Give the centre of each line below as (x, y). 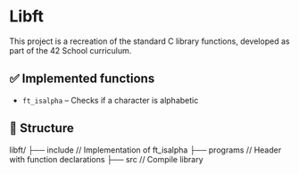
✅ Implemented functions (82, 79)
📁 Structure (42, 128)
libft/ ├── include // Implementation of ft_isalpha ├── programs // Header (145, 150)
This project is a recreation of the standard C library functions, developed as (149, 41)
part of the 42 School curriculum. (71, 50)
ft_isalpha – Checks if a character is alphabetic (110, 100)
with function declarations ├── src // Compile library (106, 159)
